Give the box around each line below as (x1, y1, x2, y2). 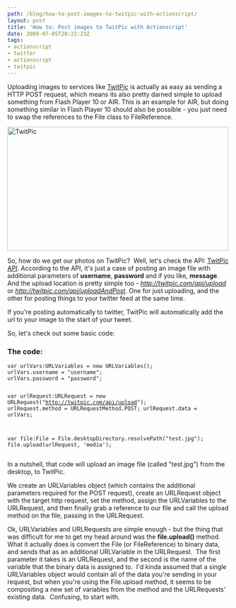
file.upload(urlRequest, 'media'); (7, 441, 112, 448)
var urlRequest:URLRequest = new (7, 392, 106, 400)
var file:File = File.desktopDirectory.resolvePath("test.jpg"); (7, 435, 203, 442)
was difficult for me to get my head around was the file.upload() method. (7, 532, 220, 541)
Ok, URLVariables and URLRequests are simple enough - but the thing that (7, 524, 223, 533)
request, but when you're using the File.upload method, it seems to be (7, 578, 212, 586)
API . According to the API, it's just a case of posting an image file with (7, 263, 211, 273)
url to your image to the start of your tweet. (7, 315, 133, 323)
